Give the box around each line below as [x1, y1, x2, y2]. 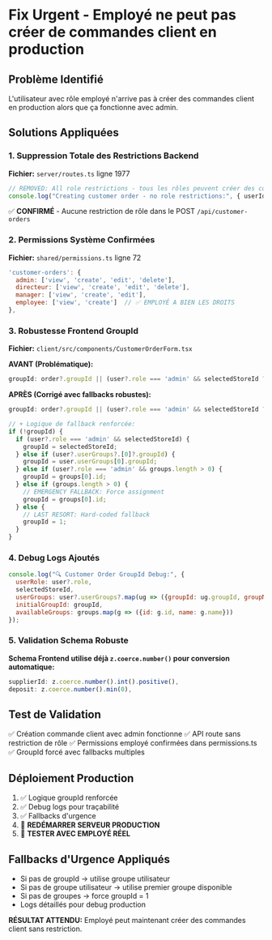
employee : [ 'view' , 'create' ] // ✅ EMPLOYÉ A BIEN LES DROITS [15, 298, 235, 307]
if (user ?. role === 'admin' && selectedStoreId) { [15, 435, 190, 443]
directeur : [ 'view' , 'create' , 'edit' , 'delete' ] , [15, 284, 190, 292]
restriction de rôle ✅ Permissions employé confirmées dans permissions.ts [8, 738, 257, 748]
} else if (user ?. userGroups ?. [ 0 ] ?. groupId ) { [15, 450, 176, 459]
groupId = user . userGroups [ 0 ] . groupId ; [23, 458, 158, 466]
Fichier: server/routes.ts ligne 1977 [8, 169, 130, 178]
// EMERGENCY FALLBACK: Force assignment [23, 488, 164, 496]
